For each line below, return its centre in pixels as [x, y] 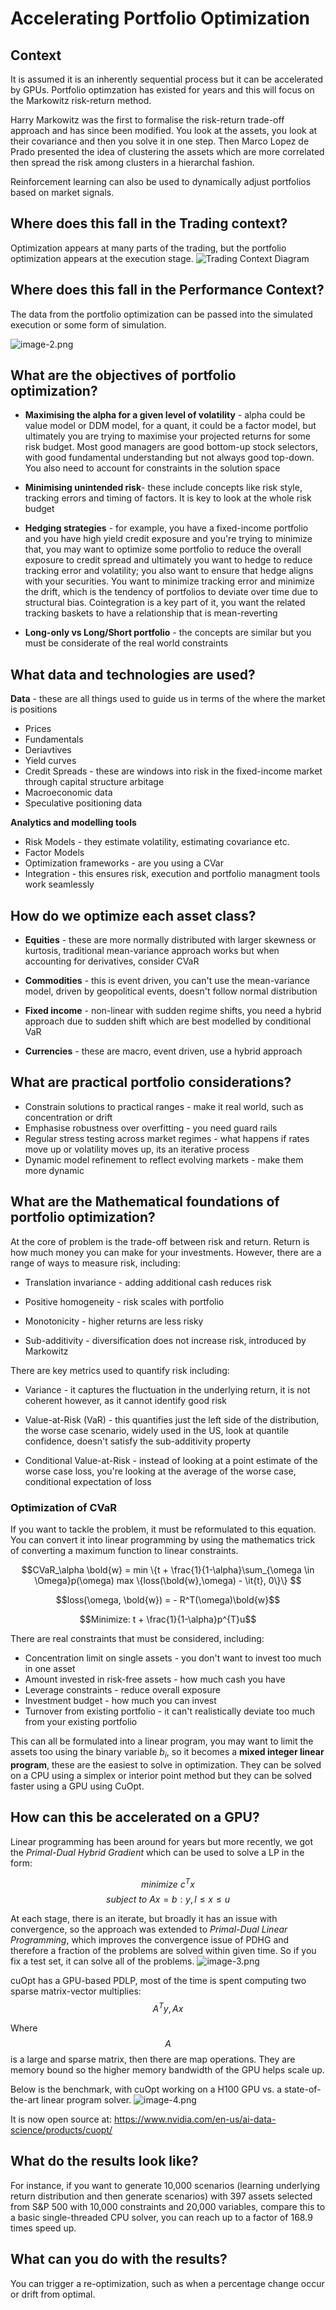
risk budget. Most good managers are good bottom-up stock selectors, [171, 447]
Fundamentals [54, 739]
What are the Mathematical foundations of [145, 1202]
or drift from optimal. [53, 2294]
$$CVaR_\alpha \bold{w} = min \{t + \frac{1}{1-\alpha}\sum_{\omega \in [168, 1569]
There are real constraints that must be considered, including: [137, 1638]
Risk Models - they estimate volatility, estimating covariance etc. [157, 842]
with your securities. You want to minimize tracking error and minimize [169, 581]
